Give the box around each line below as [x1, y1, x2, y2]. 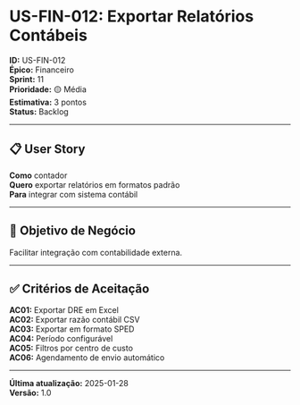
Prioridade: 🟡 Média [9, 83, 87, 95]
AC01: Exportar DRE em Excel [9, 305, 119, 316]
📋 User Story [9, 141, 86, 157]
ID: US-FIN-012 [9, 55, 66, 65]
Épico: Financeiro [9, 64, 74, 75]
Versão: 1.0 [9, 387, 52, 399]
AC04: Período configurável [9, 333, 113, 344]
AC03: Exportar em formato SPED [9, 324, 135, 334]
